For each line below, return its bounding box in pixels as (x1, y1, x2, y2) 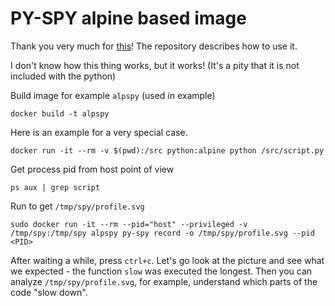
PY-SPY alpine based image (10, 7, 247, 30)
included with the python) (10, 70, 117, 82)
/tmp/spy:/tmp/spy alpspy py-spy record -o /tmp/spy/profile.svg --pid (10, 228, 315, 238)
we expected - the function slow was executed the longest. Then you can (10, 265, 313, 277)
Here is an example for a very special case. (10, 126, 188, 138)
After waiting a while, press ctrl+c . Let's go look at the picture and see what (10, 254, 325, 266)
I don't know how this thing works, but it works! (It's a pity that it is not (10, 59, 300, 71)
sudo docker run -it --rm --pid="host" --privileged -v (10, 219, 248, 229)
